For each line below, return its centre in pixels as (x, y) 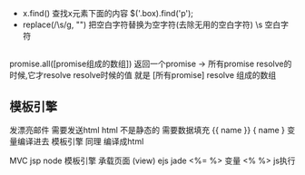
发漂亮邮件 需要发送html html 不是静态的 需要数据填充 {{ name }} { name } (148, 131)
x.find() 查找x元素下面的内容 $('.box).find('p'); (108, 13)
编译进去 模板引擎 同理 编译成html (80, 141)
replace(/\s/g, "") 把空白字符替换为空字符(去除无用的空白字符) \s (143, 24)
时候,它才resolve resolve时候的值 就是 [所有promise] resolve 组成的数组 (143, 75)
